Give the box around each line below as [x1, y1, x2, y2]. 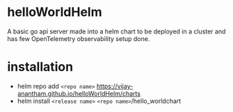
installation [7, 59, 74, 75]
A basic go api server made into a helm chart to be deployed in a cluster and [7, 27, 226, 35]
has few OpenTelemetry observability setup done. [7, 34, 150, 42]
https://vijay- [96, 81, 134, 90]
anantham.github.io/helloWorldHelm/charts [17, 89, 141, 97]
